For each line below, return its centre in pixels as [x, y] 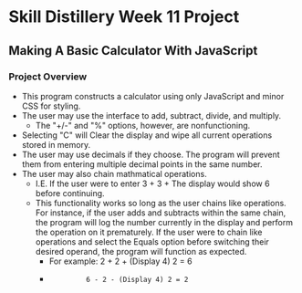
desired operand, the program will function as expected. [141, 251]
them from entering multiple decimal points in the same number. [142, 164]
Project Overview [48, 77]
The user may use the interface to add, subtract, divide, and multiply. [151, 115]
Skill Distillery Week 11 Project [124, 17]
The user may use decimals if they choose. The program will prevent [151, 154]
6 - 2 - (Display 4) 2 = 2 [137, 279]
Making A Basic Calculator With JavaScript [133, 51]
